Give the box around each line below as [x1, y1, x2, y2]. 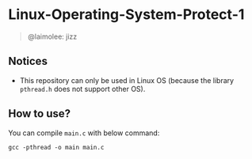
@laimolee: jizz [27, 32, 78, 41]
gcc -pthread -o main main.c [8, 143, 105, 151]
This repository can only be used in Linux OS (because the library [19, 75, 235, 85]
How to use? [8, 107, 71, 120]
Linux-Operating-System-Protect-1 [8, 6, 245, 24]
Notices [8, 55, 48, 68]
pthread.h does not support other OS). [19, 84, 146, 93]
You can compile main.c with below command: [8, 128, 160, 138]
